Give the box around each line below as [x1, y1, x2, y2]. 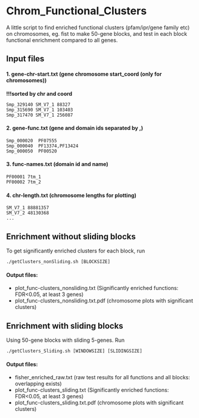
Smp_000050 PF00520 [6, 148, 58, 154]
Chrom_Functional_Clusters [6, 4, 147, 18]
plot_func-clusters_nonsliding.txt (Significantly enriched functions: [14, 285, 179, 292]
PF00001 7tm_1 [6, 174, 42, 180]
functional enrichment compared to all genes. [6, 36, 118, 43]
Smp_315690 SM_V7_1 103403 [6, 107, 73, 113]
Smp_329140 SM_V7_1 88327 [6, 101, 70, 108]
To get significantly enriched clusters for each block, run [6, 247, 145, 254]
